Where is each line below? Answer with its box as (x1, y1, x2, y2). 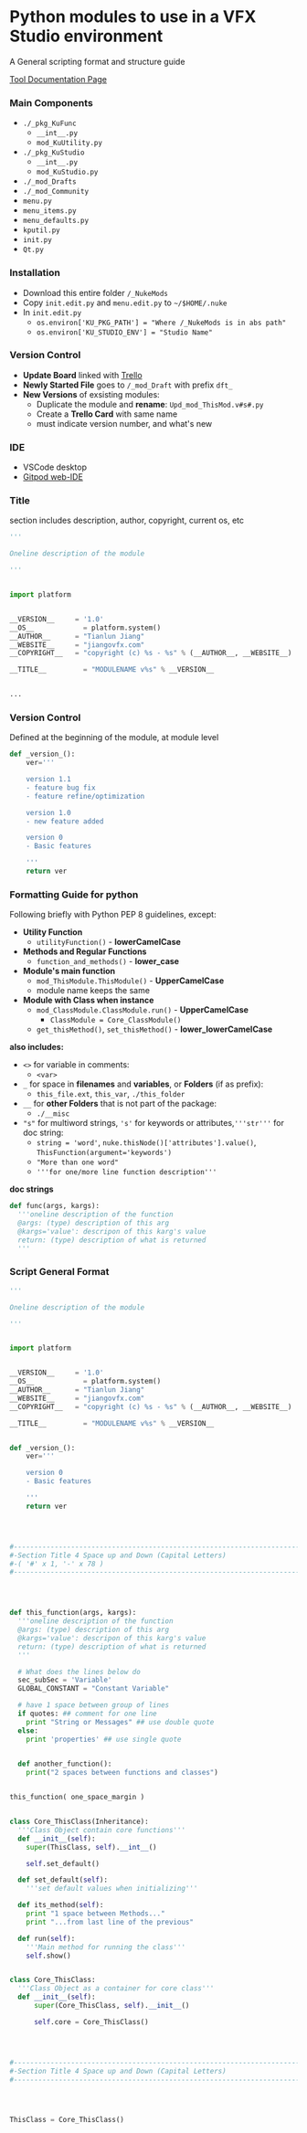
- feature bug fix (26, 783, 96, 792)
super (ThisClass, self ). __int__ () (26, 1842, 157, 1852)
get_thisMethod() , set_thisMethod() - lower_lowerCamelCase (36, 1024, 273, 1035)
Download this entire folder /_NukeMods (22, 287, 169, 298)
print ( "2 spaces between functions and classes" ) (26, 1768, 219, 1777)
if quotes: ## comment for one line (17, 1709, 157, 1719)
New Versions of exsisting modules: (22, 388, 160, 399)
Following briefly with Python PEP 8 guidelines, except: (9, 909, 217, 920)
